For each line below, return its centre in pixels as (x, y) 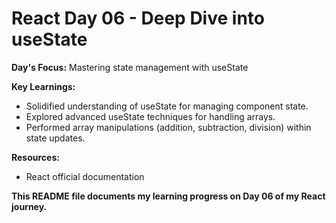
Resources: (35, 157)
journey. (29, 206)
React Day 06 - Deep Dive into (138, 18)
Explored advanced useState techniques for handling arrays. (150, 116)
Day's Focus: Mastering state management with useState (130, 67)
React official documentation (85, 176)
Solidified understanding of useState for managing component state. (167, 106)
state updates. (55, 138)
